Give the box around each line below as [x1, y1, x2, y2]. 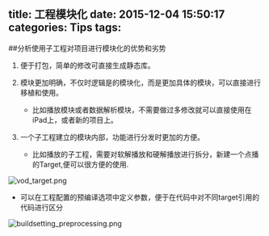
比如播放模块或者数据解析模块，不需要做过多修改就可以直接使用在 [32, 104, 252, 115]
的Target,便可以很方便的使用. [32, 159, 129, 169]
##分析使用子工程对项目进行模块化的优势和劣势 [8, 43, 166, 53]
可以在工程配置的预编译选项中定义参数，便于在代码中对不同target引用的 [19, 192, 260, 202]
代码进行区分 [19, 202, 63, 212]
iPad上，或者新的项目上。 [32, 115, 119, 124]
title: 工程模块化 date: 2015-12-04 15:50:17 [8, 7, 225, 22]
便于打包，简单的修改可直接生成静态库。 [19, 60, 155, 70]
